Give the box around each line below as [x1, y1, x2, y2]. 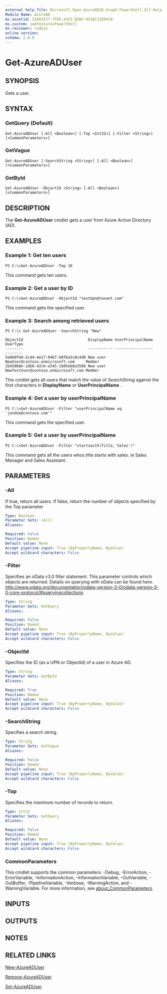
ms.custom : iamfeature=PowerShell [5, 21, 77, 27]
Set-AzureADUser [5, 983, 42, 989]
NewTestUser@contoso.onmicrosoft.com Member [5, 368, 99, 373]
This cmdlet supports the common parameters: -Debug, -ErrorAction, [5, 869, 148, 875]
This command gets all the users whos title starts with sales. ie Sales [5, 452, 146, 458]
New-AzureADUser [5, 964, 45, 970]
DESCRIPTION [5, 204, 50, 212]
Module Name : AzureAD [5, 12, 50, 17]
